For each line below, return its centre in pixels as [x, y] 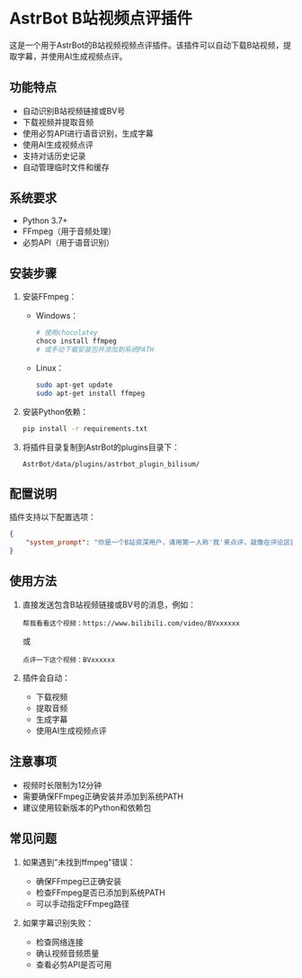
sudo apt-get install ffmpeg [90, 393]
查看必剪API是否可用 [74, 965]
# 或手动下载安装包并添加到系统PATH [95, 350]
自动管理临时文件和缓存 [66, 166]
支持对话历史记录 [54, 156]
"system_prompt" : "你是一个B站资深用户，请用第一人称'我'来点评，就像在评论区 [158, 543]
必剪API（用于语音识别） [68, 242]
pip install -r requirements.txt [85, 428]
